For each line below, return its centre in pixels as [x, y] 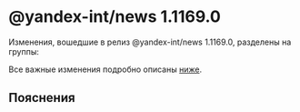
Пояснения [42, 98]
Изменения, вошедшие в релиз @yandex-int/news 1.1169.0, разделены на [150, 42]
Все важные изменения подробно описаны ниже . [105, 69]
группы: [24, 51]
